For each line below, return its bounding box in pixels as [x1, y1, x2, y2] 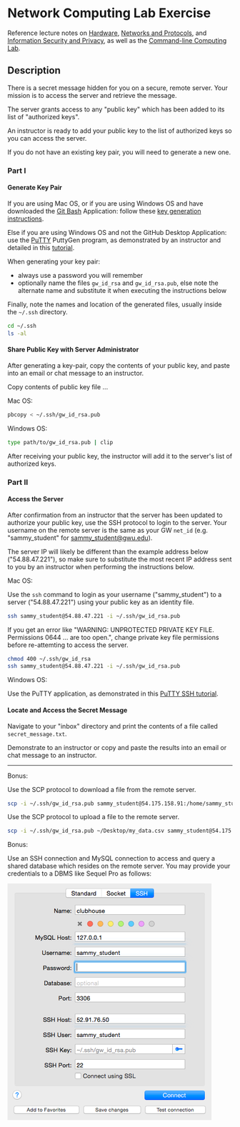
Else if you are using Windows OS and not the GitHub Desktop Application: [7, 228, 227, 236]
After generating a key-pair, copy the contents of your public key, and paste [7, 361, 230, 369]
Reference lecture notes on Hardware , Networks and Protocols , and [7, 29, 207, 37]
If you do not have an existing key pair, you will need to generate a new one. [7, 148, 231, 156]
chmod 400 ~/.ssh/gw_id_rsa [7, 655, 91, 662]
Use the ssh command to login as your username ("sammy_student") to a [7, 590, 222, 598]
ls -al [7, 330, 27, 337]
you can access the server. [7, 134, 87, 142]
